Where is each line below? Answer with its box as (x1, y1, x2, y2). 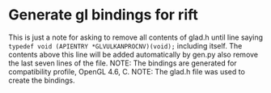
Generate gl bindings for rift (8, 6, 198, 24)
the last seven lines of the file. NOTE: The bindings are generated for (8, 58, 237, 68)
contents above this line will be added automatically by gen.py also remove (8, 49, 259, 59)
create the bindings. (8, 75, 75, 85)
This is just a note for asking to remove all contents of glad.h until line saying (8, 32, 264, 42)
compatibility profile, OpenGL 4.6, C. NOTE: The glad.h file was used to (8, 66, 245, 76)
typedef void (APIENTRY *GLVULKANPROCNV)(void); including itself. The (8, 40, 243, 50)
